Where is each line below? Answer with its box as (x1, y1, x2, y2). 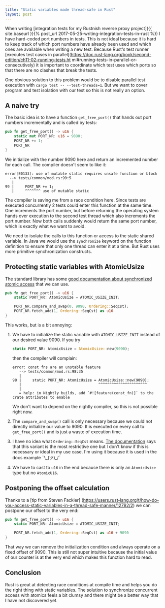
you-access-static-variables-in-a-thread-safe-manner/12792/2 (5, 502, 133, 508)
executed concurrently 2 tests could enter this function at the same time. (5, 202, 153, 208)
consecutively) (5, 62, 35, 68)
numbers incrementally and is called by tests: (5, 120, 97, 126)
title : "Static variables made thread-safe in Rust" (5, 7, 116, 12)
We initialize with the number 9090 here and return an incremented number (5, 156, 159, 162)
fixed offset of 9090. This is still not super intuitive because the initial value (5, 549, 158, 555)
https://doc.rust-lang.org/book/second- (70, 51, 152, 57)
